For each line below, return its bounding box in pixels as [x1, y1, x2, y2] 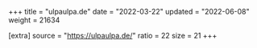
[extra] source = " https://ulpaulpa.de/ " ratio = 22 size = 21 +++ [8, 31, 218, 40]
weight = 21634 [8, 15, 60, 25]
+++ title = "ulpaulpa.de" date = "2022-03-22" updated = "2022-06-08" [8, 7, 250, 16]
